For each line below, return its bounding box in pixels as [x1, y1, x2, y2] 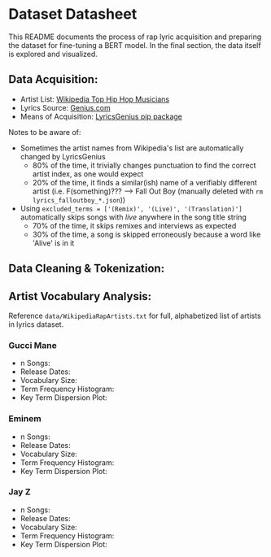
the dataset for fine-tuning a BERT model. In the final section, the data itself [8, 40, 262, 50]
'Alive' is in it [32, 237, 75, 248]
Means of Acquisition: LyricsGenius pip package [20, 111, 183, 121]
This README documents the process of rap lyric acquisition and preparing [8, 32, 262, 41]
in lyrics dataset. [8, 319, 64, 329]
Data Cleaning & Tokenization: [8, 262, 165, 276]
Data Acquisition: [8, 72, 98, 86]
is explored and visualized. [8, 49, 98, 59]
